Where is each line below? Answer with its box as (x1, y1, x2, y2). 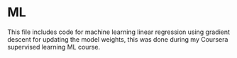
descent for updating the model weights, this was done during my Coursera (7, 35, 228, 43)
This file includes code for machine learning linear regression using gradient (7, 28, 231, 36)
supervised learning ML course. (7, 42, 101, 51)
